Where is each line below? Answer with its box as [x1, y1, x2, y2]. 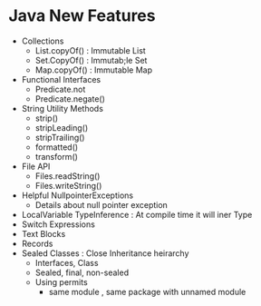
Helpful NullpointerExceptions [21, 190, 133, 201]
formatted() [34, 142, 79, 153]
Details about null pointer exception [34, 199, 169, 210]
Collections [21, 35, 64, 46]
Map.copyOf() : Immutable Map [34, 64, 153, 75]
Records [21, 238, 53, 249]
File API [21, 161, 51, 172]
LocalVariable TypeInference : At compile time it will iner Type [21, 209, 253, 220]
